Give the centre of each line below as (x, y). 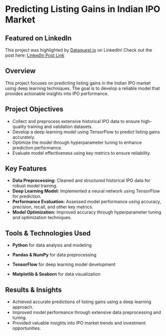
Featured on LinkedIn (38, 38)
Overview (21, 71)
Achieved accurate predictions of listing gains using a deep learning (82, 302)
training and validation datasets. (60, 126)
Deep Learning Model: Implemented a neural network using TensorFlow (86, 191)
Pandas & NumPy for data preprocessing (54, 255)
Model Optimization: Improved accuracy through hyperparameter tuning (87, 212)
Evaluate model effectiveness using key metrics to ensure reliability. (82, 153)
